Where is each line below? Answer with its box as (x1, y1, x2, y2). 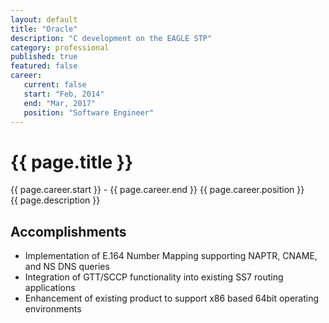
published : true (10, 52, 78, 62)
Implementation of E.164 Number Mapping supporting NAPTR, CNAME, (24, 250, 318, 262)
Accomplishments (10, 223, 127, 240)
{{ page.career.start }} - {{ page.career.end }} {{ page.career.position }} (10, 184, 305, 196)
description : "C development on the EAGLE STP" (10, 33, 213, 43)
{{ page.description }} (10, 194, 101, 206)
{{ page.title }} (10, 151, 134, 173)
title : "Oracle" (10, 24, 78, 34)
